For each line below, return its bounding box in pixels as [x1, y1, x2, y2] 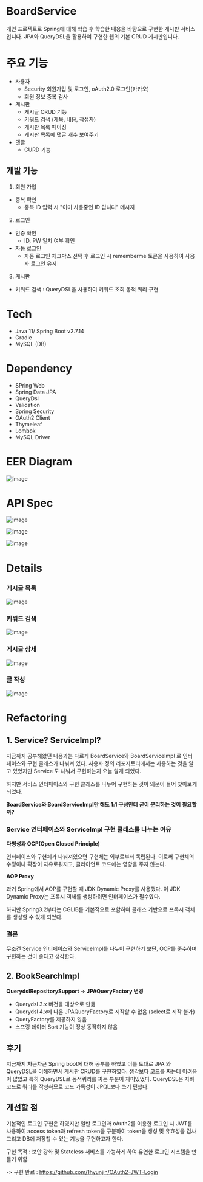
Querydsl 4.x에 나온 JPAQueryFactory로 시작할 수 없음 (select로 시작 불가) [15, 1008, 195, 1015]
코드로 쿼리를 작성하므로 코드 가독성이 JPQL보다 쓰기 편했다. [6, 1083, 150, 1090]
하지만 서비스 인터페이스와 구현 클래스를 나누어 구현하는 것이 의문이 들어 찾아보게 [6, 780, 198, 787]
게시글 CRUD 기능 [24, 108, 67, 115]
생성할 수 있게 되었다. [12, 914, 63, 921]
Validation [15, 401, 41, 408]
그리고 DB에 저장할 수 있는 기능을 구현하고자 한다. [6, 1135, 124, 1142]
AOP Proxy [6, 873, 35, 880]
